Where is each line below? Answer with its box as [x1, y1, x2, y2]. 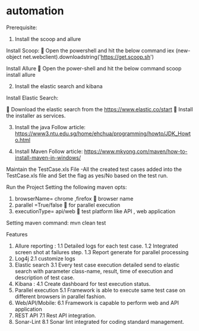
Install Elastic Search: [6, 94, 59, 101]
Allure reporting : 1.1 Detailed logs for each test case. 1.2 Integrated [14, 242, 178, 249]
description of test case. [14, 274, 75, 281]
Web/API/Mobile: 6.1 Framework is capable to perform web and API [14, 299, 179, 306]
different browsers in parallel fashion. [14, 293, 106, 300]
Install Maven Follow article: [14, 148, 83, 155]
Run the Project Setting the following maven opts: [6, 183, 127, 191]
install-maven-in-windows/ [14, 154, 81, 161]
